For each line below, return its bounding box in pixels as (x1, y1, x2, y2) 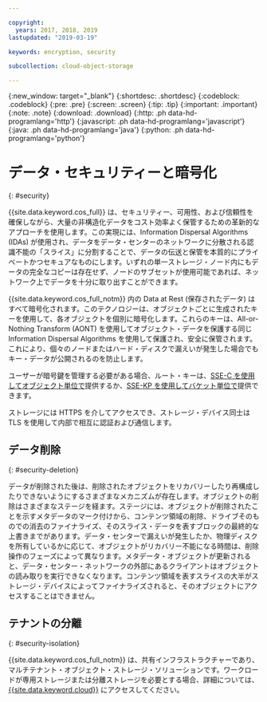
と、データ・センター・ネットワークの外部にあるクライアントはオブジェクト (8, 561, 259, 570)
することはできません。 (22, 591, 100, 601)
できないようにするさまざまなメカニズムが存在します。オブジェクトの (22, 491, 253, 501)
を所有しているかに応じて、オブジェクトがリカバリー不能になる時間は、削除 (8, 541, 259, 550)
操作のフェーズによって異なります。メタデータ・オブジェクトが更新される (8, 551, 251, 561)
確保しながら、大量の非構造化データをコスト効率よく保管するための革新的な (8, 217, 260, 227)
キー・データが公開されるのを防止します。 (8, 354, 147, 364)
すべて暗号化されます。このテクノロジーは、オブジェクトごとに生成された (8, 304, 251, 314)
